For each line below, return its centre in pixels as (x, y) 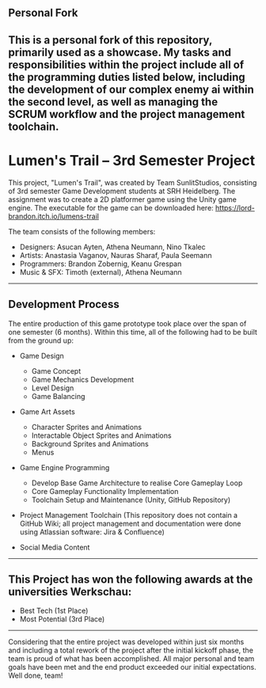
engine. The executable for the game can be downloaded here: (111, 207)
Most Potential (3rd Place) (62, 619)
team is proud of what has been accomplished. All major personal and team (131, 659)
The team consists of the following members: (82, 231)
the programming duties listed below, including (127, 77)
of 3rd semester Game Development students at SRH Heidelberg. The (122, 191)
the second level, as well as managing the (113, 102)
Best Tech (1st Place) (54, 611)
